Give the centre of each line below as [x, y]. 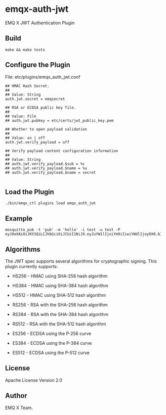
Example [19, 218]
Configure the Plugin [38, 65]
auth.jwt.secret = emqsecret [35, 99]
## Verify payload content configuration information [62, 151]
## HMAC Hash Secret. [27, 86]
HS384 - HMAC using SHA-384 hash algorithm [60, 286]
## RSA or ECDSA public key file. [41, 107]
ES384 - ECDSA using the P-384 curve [52, 343]
